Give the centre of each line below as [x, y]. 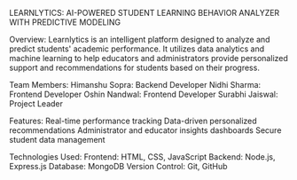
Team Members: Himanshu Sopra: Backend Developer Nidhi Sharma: [135, 85]
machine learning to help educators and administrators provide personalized [148, 58]
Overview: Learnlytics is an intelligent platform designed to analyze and [140, 39]
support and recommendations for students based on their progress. [134, 67]
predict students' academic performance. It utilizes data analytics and [137, 49]
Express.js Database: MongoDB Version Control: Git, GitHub [118, 166]
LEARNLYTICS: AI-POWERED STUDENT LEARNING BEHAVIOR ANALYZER [145, 13]
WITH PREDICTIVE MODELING [65, 22]
